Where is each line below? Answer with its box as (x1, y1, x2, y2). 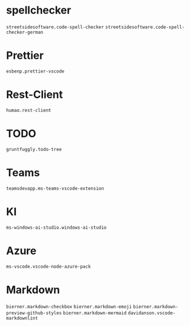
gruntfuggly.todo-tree (6, 146, 62, 152)
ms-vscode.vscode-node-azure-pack (6, 264, 91, 269)
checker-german (6, 29, 44, 35)
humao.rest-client (6, 107, 51, 113)
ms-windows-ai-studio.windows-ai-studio (6, 225, 107, 230)
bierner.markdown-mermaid (63, 310, 127, 316)
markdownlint (6, 315, 38, 321)
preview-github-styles (6, 310, 62, 316)
